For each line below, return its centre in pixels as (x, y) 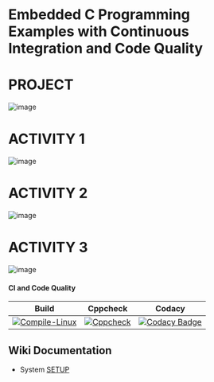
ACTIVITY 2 (48, 193)
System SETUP (45, 369)
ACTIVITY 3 (48, 248)
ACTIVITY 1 (47, 139)
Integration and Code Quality (106, 49)
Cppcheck (107, 309)
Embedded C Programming (99, 15)
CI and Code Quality (42, 287)
